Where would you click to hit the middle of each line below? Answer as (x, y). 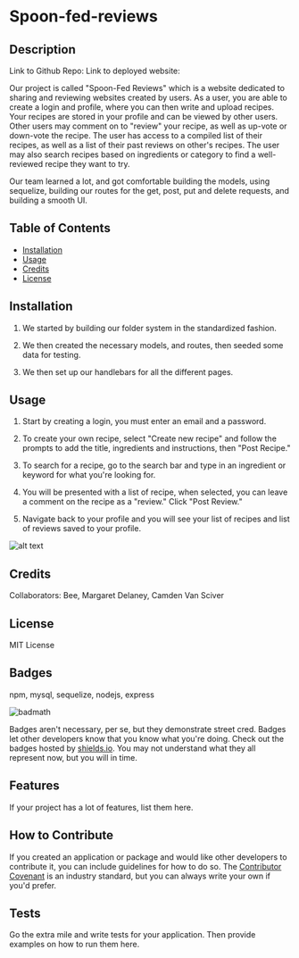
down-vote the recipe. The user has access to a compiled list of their (136, 135)
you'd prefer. (33, 885)
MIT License (32, 646)
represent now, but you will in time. (74, 757)
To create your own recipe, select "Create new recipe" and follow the (149, 438)
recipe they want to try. (87, 164)
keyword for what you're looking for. (89, 475)
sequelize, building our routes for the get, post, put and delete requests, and (149, 191)
